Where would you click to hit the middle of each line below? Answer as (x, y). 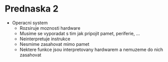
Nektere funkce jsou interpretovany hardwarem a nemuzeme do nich (91, 49)
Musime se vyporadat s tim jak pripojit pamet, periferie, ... (80, 33)
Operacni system (30, 23)
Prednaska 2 (32, 9)
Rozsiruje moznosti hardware (50, 28)
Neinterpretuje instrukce (45, 39)
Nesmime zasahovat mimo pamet (54, 44)
